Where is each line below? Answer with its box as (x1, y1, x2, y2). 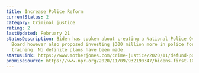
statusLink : (6, 52, 36, 58)
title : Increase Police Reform (6, 8, 84, 15)
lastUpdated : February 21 (6, 31, 70, 36)
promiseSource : (6, 58, 44, 64)
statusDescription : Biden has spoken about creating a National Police (6, 36, 187, 42)
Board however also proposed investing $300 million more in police (11, 42, 184, 48)
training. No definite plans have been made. (11, 47, 126, 53)
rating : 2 (6, 25, 31, 31)
